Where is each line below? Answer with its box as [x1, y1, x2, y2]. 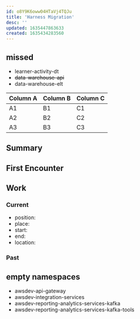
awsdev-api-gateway [14, 287, 66, 294]
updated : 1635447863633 [6, 25, 64, 31]
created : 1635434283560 [6, 31, 64, 36]
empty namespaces [6, 271, 80, 282]
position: [14, 214, 36, 221]
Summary [6, 143, 43, 153]
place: [14, 220, 30, 227]
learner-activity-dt [14, 68, 59, 75]
